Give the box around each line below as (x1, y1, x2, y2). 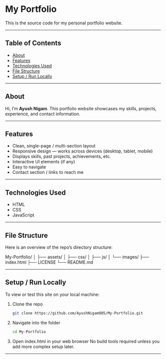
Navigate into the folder (12, 319, 61, 326)
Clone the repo (12, 301, 43, 307)
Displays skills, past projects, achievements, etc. (12, 153, 111, 159)
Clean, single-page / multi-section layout (12, 143, 96, 149)
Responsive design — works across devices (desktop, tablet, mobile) (12, 148, 153, 154)
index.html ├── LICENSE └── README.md (5, 259, 93, 265)
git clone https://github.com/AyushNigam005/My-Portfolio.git (12, 310, 143, 316)
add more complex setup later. (12, 344, 75, 350)
